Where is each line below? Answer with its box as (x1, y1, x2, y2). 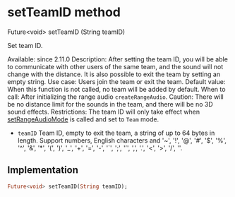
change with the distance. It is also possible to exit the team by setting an (7, 70, 221, 78)
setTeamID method (7, 4, 121, 20)
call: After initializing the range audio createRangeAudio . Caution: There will (7, 92, 224, 101)
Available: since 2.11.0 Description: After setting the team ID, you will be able (7, 54, 228, 64)
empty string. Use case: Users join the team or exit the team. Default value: (7, 77, 226, 85)
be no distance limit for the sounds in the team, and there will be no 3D (7, 100, 213, 108)
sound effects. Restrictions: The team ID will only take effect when (7, 107, 200, 116)
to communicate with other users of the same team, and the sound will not (7, 62, 224, 71)
